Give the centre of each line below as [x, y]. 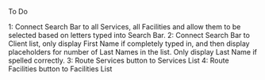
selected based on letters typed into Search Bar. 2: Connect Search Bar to [129, 35]
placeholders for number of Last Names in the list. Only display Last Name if [133, 52]
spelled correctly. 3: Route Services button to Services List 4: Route [119, 60]
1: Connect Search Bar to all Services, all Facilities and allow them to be [125, 27]
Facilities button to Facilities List [60, 69]
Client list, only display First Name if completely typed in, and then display [129, 44]
